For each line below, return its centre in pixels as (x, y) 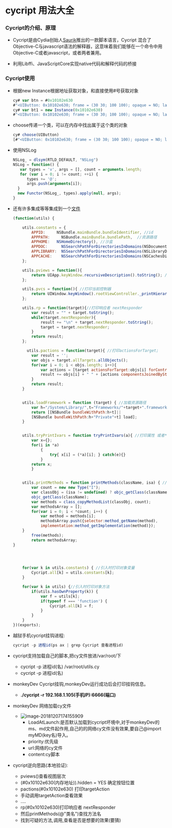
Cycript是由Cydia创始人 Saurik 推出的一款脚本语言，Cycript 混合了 (82, 40)
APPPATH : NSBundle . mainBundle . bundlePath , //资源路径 (94, 237)
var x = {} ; (42, 440)
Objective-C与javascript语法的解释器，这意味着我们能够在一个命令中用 (88, 46)
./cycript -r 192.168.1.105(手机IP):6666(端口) (68, 695)
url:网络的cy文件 (45, 748)
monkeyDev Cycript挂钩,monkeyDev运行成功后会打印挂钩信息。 (81, 684)
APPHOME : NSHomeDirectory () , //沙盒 (72, 242)
